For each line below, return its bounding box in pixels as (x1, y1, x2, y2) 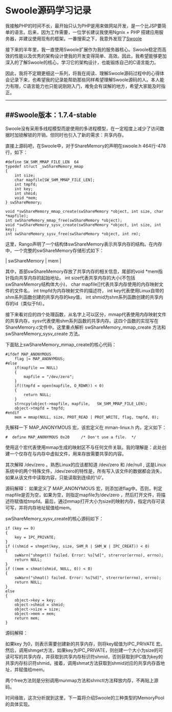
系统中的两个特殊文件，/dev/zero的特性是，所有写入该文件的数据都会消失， (5, 468, 165, 474)
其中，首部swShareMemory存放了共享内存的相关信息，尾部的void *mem (5, 268, 159, 274)
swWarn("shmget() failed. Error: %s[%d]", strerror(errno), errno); (14, 553, 164, 558)
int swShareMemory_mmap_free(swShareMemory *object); (5, 218, 123, 223)
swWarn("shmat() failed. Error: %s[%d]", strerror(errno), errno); (14, 575, 161, 580)
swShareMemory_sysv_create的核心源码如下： (5, 515, 104, 521)
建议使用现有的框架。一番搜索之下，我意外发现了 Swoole (23, 35, 142, 42)
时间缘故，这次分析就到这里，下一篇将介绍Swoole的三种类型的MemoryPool (5, 695, 165, 701)
